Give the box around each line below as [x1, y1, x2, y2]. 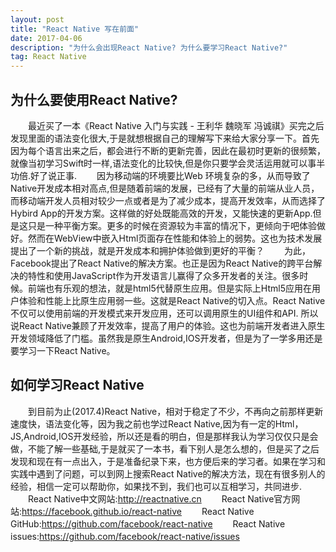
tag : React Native [10, 52, 87, 62]
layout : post [10, 14, 65, 25]
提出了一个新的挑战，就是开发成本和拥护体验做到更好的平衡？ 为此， [10, 244, 311, 256]
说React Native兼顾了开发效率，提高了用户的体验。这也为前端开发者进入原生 [10, 319, 326, 331]
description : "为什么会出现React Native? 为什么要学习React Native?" [10, 42, 288, 53]
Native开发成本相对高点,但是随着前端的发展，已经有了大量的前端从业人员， [10, 182, 320, 194]
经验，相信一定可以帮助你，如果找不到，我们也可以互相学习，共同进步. [10, 480, 303, 492]
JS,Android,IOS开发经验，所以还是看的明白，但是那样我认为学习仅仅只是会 [10, 430, 319, 442]
